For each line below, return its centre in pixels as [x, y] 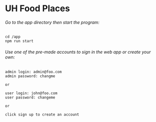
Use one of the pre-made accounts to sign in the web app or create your [78, 52]
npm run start [19, 41]
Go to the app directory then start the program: [52, 22]
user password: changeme [30, 97]
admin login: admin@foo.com [34, 72]
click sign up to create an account [42, 114]
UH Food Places [38, 9]
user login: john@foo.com [31, 93]
